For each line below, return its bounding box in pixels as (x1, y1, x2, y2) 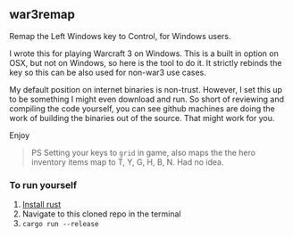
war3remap (9, 7, 76, 22)
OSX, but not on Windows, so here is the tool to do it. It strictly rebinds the (9, 57, 282, 68)
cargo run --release (21, 220, 99, 229)
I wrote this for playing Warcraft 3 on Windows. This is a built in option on (9, 48, 279, 59)
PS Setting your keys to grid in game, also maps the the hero (30, 147, 256, 158)
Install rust (21, 200, 61, 210)
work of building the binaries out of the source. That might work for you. (9, 112, 275, 123)
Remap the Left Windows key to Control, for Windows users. (9, 30, 231, 41)
